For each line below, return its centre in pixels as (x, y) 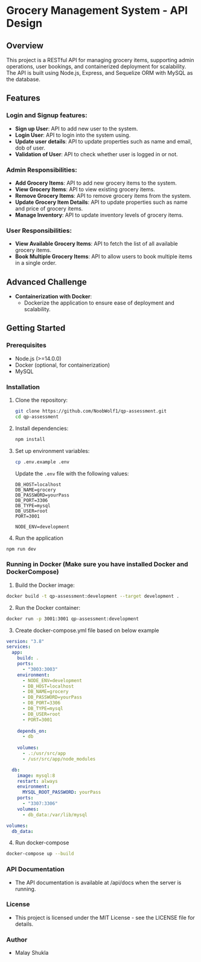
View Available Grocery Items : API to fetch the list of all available (96, 244)
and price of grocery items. (49, 208)
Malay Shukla (32, 953)
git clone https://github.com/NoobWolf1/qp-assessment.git (91, 411)
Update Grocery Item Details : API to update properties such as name (101, 202)
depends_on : (32, 731)
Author (17, 940)
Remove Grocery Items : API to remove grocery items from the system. (103, 195)
